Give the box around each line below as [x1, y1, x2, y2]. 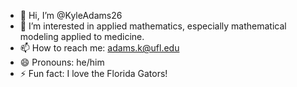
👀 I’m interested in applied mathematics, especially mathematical [19, 20, 287, 32]
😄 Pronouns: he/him [19, 56, 105, 68]
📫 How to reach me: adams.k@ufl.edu [19, 42, 180, 54]
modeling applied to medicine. [19, 31, 145, 42]
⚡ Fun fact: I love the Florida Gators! [19, 68, 168, 79]
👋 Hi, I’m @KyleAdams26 [19, 10, 123, 21]
